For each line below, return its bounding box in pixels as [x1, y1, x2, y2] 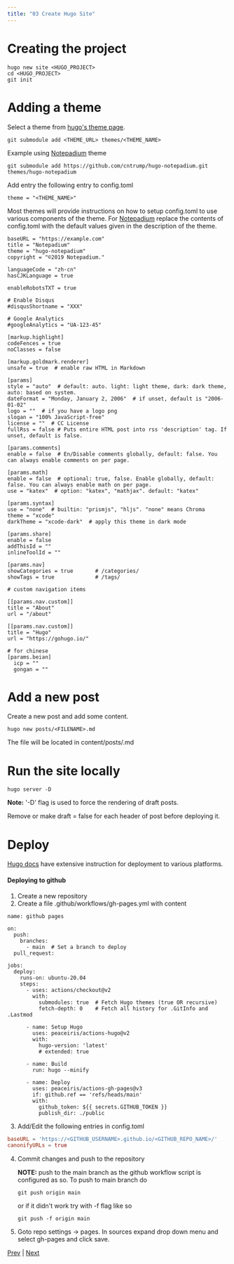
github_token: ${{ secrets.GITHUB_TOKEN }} [38, 1103, 168, 1111]
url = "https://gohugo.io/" [7, 635, 90, 642]
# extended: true [38, 1048, 90, 1055]
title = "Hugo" [7, 628, 52, 636]
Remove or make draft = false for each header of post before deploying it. [7, 812, 221, 820]
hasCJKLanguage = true [7, 272, 74, 279]
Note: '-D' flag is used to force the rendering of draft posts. [7, 799, 179, 807]
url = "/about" [7, 610, 52, 617]
